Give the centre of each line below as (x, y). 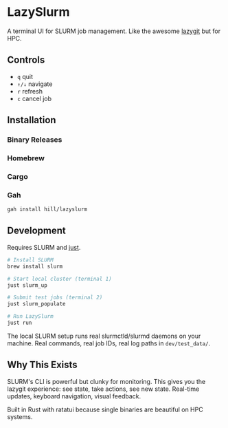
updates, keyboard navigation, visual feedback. (74, 396)
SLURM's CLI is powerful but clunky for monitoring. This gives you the (106, 381)
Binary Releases (35, 140)
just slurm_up (27, 285)
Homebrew (26, 158)
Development (37, 231)
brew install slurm (35, 266)
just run (20, 323)
